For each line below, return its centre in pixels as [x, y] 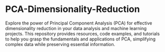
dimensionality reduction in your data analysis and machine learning [76, 28]
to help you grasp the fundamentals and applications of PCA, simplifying [80, 39]
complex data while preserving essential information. [60, 44]
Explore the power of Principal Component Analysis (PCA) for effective [79, 23]
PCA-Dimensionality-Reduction [73, 9]
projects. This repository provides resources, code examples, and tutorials [82, 33]
